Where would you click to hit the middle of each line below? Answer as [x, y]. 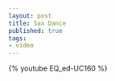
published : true [35, 30]
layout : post [30, 16]
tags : [17, 38]
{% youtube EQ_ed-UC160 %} [58, 68]
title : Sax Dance [37, 23]
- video [21, 46]
